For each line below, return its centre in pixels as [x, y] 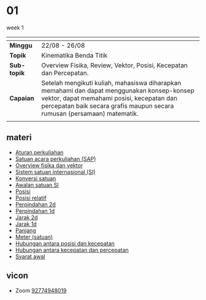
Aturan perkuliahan [39, 152]
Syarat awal [30, 256]
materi [19, 137]
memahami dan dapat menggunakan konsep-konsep [118, 91]
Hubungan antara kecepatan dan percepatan [72, 250]
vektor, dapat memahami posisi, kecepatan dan [109, 98]
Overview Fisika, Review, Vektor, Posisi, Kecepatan [115, 65]
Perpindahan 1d [35, 211]
